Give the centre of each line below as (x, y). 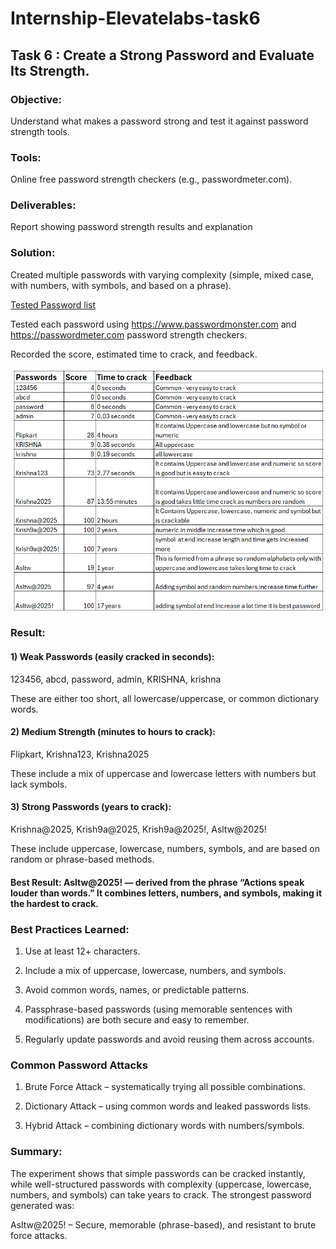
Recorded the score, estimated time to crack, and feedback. (134, 354)
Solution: (33, 253)
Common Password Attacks (79, 1065)
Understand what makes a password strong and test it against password (159, 121)
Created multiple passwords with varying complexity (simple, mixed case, (162, 274)
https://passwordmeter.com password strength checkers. (129, 334)
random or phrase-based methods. (82, 859)
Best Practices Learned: (70, 929)
